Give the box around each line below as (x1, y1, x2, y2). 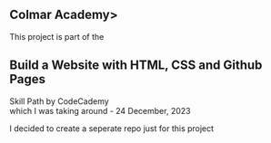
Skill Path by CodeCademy (9, 95, 109, 107)
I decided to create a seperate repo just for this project (9, 122, 215, 134)
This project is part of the (9, 31, 105, 42)
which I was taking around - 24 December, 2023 (9, 105, 191, 116)
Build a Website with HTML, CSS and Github (9, 58, 263, 73)
